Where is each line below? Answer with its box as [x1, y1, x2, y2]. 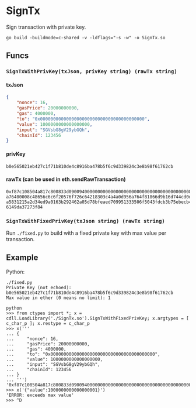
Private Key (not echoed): [6, 284, 72, 290]
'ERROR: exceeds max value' [6, 392, 75, 398]
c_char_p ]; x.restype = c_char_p [6, 320, 90, 326]
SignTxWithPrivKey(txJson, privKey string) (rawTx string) [6, 68, 177, 75]
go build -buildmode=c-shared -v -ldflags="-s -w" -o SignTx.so [6, 35, 166, 40]
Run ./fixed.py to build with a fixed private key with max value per [6, 229, 167, 236]
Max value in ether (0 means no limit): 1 [6, 294, 111, 301]
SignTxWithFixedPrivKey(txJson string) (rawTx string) [6, 218, 165, 224]
